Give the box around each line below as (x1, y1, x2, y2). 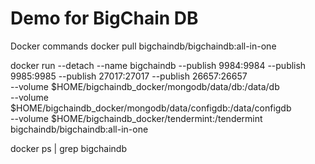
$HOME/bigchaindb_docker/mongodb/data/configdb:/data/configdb (10, 102, 292, 114)
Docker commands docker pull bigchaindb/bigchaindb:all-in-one (10, 40, 277, 52)
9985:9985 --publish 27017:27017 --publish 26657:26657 (10, 70, 248, 82)
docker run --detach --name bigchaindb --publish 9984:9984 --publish (10, 59, 307, 71)
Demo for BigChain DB (10, 7, 199, 30)
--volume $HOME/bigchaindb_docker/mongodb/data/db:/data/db (10, 80, 280, 92)
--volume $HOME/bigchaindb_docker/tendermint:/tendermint (10, 112, 263, 124)
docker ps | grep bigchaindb (10, 142, 127, 154)
